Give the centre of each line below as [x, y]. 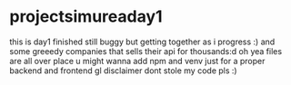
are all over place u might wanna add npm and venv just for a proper [137, 61]
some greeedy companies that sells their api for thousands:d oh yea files [146, 51]
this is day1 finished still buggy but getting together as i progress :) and [142, 42]
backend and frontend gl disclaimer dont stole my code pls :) [124, 71]
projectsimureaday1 [86, 17]
